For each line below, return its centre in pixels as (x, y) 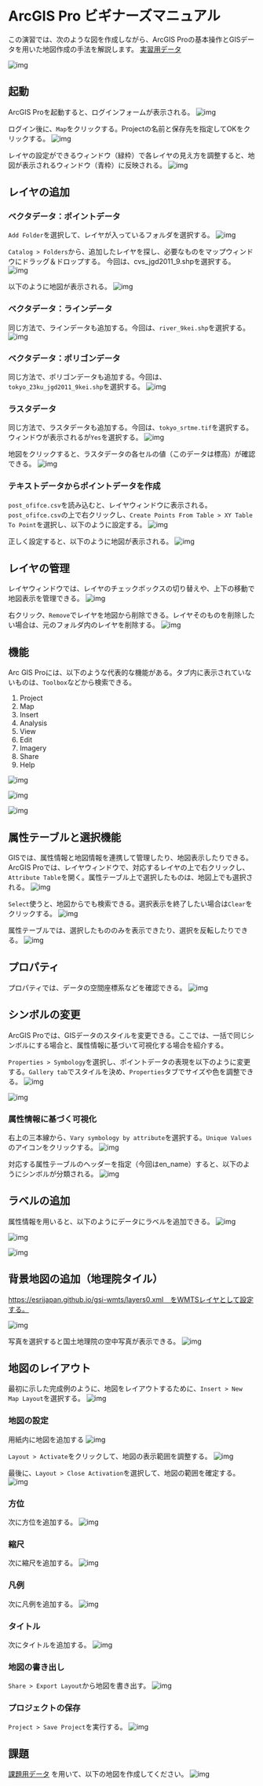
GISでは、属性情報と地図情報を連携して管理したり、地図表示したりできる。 (130, 858)
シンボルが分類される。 (60, 1174)
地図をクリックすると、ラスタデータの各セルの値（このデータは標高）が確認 (132, 454)
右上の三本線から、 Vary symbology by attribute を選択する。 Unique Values (130, 1137)
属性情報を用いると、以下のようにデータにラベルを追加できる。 (111, 1221)
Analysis (33, 723)
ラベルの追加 (39, 1201)
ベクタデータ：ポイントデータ (64, 217)
